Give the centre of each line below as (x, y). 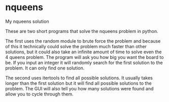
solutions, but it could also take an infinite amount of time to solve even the (83, 52)
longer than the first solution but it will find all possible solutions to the (78, 83)
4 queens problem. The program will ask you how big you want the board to (84, 57)
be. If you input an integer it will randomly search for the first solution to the (84, 62)
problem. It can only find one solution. (45, 68)
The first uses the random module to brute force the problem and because (83, 41)
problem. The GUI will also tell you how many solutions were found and (79, 88)
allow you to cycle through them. (39, 94)
